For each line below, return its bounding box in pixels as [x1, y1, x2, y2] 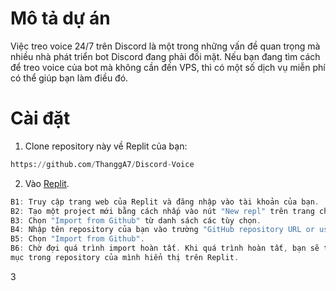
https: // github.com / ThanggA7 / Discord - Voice [10, 159, 195, 169]
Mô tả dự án [10, 7, 111, 30]
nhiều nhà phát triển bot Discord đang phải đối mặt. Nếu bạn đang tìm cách [10, 50, 321, 62]
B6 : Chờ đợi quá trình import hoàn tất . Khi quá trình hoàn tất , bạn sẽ [10, 243, 320, 254]
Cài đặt [10, 107, 71, 130]
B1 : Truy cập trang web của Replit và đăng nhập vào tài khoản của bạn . [10, 197, 320, 207]
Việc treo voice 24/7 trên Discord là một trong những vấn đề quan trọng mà [10, 40, 321, 52]
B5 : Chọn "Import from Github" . [10, 234, 145, 244]
